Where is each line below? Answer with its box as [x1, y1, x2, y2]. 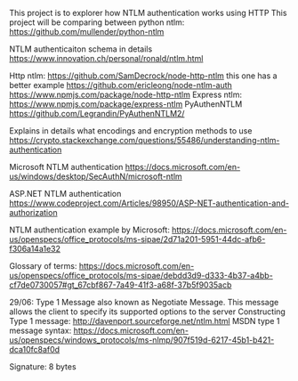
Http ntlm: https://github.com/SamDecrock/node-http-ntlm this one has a [9, 70, 278, 81]
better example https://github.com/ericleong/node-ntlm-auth [9, 80, 233, 90]
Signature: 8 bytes [9, 361, 77, 372]
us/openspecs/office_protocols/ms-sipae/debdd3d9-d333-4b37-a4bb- [9, 271, 273, 280]
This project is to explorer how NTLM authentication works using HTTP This [9, 8, 287, 18]
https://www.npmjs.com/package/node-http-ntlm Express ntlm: [9, 89, 243, 100]
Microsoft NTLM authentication [9, 162, 124, 172]
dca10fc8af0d [9, 345, 60, 354]
